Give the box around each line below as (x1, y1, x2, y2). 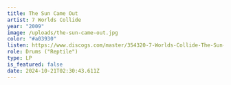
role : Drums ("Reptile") (7, 49, 78, 56)
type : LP (7, 55, 32, 62)
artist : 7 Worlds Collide (7, 16, 81, 23)
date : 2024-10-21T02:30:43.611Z (7, 67, 100, 74)
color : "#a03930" (7, 36, 57, 42)
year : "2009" (7, 23, 45, 29)
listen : (7, 42, 30, 49)
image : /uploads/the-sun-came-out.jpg (7, 29, 118, 36)
